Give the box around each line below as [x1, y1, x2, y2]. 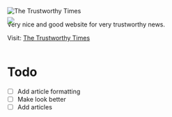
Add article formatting [17, 87, 81, 95]
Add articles [17, 103, 52, 111]
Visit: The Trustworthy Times [7, 34, 91, 42]
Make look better [17, 95, 66, 103]
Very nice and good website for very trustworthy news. [7, 20, 166, 29]
